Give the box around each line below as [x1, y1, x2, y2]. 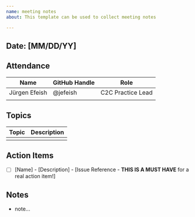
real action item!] [14, 173, 56, 180]
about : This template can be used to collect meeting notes [6, 14, 157, 20]
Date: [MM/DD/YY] [6, 41, 76, 51]
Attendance [6, 61, 51, 71]
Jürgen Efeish [9, 88, 48, 96]
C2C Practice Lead [100, 88, 153, 96]
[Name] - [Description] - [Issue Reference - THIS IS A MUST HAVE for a [14, 166, 189, 173]
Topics [6, 111, 32, 121]
